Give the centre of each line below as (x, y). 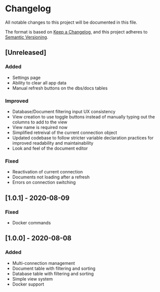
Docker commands (32, 222)
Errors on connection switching (44, 182)
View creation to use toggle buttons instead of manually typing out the (83, 117)
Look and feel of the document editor (50, 148)
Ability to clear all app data (39, 83)
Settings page (26, 78)
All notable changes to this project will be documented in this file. (71, 22)
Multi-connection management (44, 263)
